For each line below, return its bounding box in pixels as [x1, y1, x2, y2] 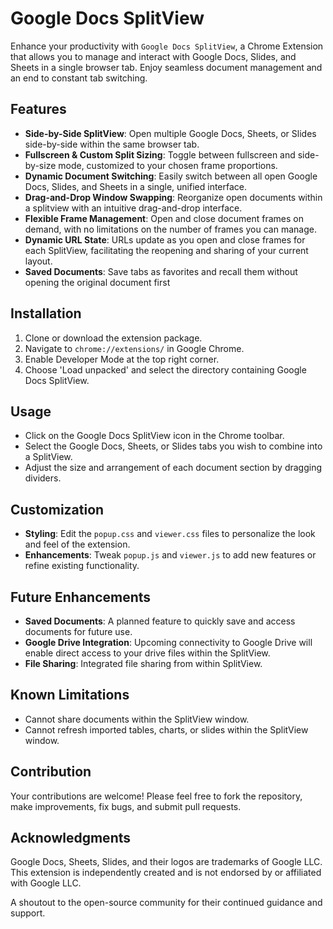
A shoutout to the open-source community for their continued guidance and [10, 897, 323, 909]
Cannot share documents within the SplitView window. [24, 713, 250, 725]
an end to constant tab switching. [10, 72, 148, 84]
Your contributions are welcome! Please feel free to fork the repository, [10, 790, 303, 802]
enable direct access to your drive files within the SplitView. [24, 647, 271, 659]
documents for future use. [24, 626, 133, 637]
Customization [10, 501, 105, 518]
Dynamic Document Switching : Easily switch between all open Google [24, 170, 318, 182]
